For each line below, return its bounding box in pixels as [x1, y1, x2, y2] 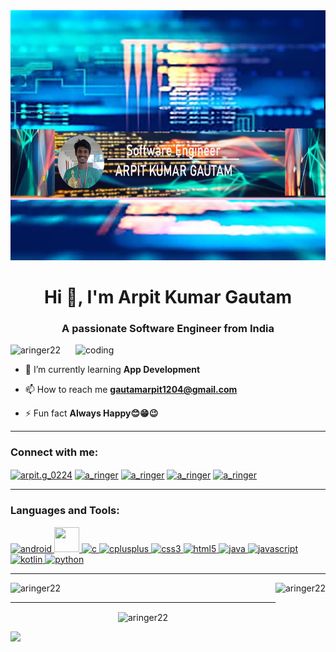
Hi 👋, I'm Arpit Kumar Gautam [43, 286, 293, 309]
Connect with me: [10, 445, 99, 459]
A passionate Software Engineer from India [61, 322, 275, 336]
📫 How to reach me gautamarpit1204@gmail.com [24, 384, 238, 396]
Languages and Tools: [10, 504, 120, 518]
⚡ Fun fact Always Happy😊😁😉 [24, 407, 159, 419]
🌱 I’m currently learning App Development [24, 364, 201, 376]
